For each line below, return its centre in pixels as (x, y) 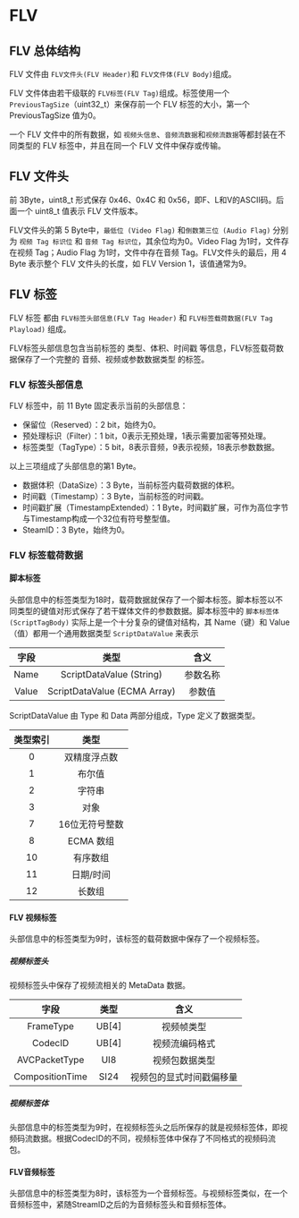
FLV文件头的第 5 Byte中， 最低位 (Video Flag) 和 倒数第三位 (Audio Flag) (140, 230)
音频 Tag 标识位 (111, 242)
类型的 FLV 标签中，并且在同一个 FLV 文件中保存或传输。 (121, 145)
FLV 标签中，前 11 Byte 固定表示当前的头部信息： (99, 405)
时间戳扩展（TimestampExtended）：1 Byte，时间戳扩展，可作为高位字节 (155, 507)
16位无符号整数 (91, 824)
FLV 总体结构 (45, 51)
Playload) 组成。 (40, 328)
